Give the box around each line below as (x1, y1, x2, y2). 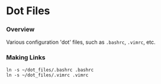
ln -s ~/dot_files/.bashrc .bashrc (6, 67, 94, 73)
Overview (6, 25, 35, 34)
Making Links (6, 53, 46, 62)
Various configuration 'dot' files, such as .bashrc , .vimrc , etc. (6, 38, 156, 46)
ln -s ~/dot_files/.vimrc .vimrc (6, 72, 89, 78)
